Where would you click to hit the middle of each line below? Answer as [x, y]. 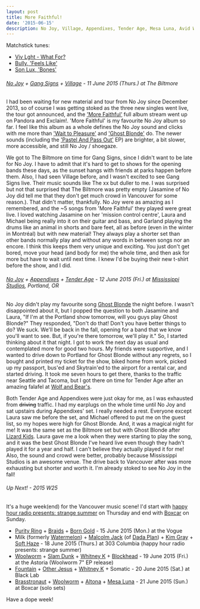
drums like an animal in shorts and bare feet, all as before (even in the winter [100, 227]
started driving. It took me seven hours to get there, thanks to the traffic [94, 374]
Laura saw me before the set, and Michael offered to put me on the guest [96, 417]
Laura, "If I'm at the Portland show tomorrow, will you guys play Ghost [92, 316]
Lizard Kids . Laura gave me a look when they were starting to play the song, [99, 436]
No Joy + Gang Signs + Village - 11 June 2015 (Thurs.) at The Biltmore [92, 83]
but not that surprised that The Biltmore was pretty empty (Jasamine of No [98, 189]
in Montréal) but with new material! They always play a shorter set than [93, 234]
